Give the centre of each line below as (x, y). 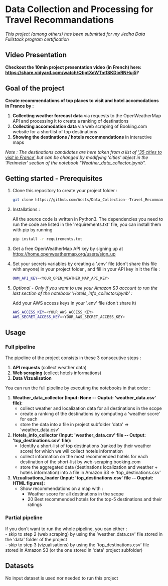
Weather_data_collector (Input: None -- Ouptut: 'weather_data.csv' (84, 398)
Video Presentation (36, 55)
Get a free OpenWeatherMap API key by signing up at (68, 249)
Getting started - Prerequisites (54, 178)
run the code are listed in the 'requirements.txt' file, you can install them (87, 224)
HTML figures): (29, 483)
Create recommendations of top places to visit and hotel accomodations (82, 100)
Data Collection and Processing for (79, 9)
